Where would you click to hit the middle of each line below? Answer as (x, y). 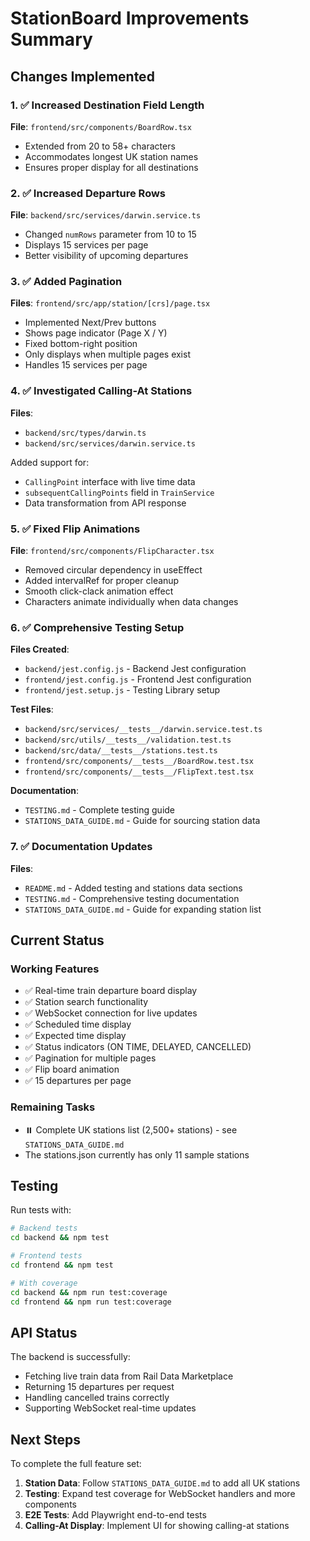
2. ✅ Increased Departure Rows (88, 193)
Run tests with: (41, 1210)
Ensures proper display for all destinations (111, 167)
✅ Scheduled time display (78, 1024)
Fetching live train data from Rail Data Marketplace (129, 1376)
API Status (44, 1332)
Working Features (55, 969)
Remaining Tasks (53, 1107)
